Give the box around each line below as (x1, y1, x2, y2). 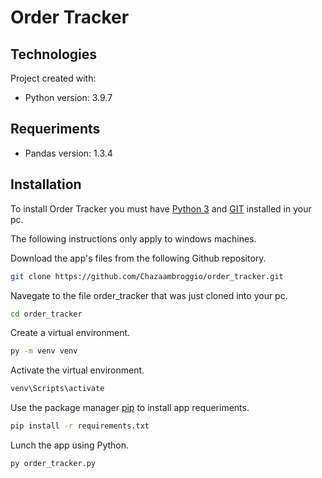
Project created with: (10, 72, 97, 84)
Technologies (10, 46, 98, 63)
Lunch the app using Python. (10, 439, 130, 451)
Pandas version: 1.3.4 (24, 147, 113, 159)
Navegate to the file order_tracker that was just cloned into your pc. (10, 289, 288, 301)
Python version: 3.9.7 (24, 92, 113, 103)
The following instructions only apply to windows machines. (10, 232, 257, 245)
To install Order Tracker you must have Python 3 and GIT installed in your (10, 202, 312, 215)
